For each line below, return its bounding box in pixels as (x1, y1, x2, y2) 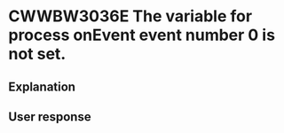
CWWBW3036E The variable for (8, 6, 253, 27)
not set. (8, 44, 67, 64)
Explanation (8, 79, 76, 94)
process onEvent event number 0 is (8, 25, 276, 45)
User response (8, 109, 91, 124)
